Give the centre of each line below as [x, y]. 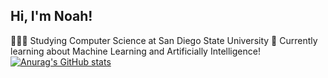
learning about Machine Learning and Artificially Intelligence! [135, 51]
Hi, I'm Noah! [51, 16]
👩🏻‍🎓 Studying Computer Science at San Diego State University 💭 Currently [164, 40]
